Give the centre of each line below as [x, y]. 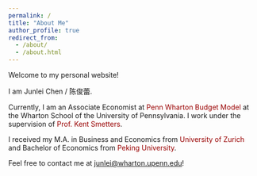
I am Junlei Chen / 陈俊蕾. [50, 91]
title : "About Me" [38, 23]
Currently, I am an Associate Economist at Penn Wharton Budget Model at [129, 107]
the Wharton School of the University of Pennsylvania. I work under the [125, 115]
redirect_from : [33, 38]
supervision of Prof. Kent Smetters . [65, 124]
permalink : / [30, 15]
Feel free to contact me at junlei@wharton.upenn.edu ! [96, 163]
